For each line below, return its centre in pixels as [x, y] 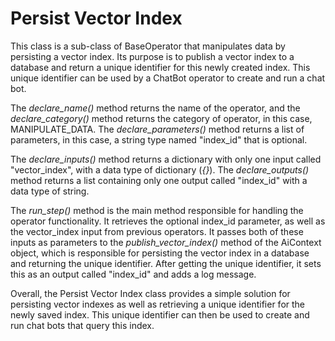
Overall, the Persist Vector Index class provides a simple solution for [150, 293]
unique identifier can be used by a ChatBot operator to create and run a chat [168, 78]
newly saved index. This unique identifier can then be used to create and [160, 314]
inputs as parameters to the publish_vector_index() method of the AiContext [166, 242]
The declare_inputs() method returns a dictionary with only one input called [166, 159]
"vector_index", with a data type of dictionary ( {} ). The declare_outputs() [160, 169]
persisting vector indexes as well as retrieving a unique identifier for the [158, 304]
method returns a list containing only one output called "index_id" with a [159, 180]
